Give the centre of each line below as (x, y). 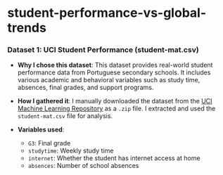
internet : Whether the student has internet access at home (114, 158)
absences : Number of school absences (83, 166)
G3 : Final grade (49, 143)
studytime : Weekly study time (71, 151)
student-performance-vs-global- (107, 13)
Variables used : (41, 130)
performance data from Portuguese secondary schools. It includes (114, 72)
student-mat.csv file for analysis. (65, 116)
